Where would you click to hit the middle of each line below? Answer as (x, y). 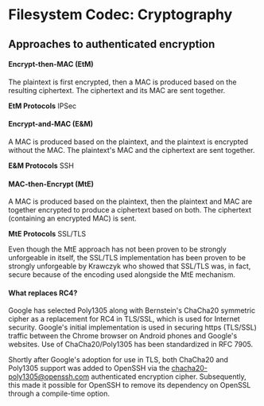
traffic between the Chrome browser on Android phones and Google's (123, 336)
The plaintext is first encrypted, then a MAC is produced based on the (122, 82)
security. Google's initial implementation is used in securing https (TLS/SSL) (132, 327)
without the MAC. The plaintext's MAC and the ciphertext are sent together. (132, 150)
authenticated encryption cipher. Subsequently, (169, 377)
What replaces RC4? (43, 293)
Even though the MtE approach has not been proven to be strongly (117, 249)
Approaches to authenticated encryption (112, 44)
